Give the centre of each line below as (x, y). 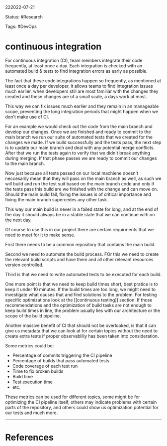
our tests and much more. (32, 413)
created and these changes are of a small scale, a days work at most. (76, 96)
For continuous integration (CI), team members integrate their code (74, 60)
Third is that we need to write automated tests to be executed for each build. (83, 274)
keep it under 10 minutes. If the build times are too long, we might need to (81, 289)
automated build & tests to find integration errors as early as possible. (77, 71)
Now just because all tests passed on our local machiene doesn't (72, 173)
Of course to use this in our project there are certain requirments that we (80, 229)
